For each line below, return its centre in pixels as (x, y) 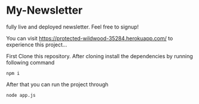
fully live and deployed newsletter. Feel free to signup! (72, 27)
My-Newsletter (44, 10)
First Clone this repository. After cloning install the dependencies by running (100, 56)
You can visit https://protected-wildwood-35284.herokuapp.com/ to (90, 38)
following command (30, 62)
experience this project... (37, 45)
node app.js (21, 95)
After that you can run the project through (57, 84)
